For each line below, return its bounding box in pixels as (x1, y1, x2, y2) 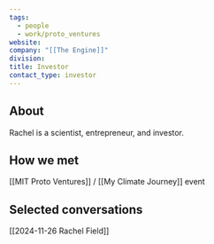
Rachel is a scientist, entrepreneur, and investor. (9, 127, 184, 138)
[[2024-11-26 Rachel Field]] (9, 225, 110, 236)
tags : (9, 12, 29, 22)
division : (9, 54, 46, 63)
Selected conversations (9, 201, 143, 217)
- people (17, 21, 50, 30)
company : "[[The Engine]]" (9, 46, 109, 55)
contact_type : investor (9, 71, 97, 80)
